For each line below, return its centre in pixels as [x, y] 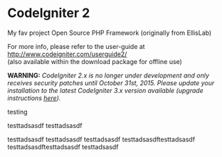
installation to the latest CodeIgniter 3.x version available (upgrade [106, 90]
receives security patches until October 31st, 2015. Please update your [111, 82]
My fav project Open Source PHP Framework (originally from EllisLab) [110, 33]
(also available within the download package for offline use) [95, 61]
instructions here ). [34, 98]
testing [17, 112]
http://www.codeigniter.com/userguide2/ [67, 54]
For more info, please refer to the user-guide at [76, 46]
